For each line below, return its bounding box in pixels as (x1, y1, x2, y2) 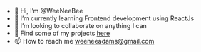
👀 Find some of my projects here (14, 29, 110, 37)
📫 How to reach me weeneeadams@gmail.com (14, 37, 155, 45)
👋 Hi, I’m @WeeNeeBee (14, 7, 83, 15)
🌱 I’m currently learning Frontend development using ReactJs (14, 14, 195, 22)
